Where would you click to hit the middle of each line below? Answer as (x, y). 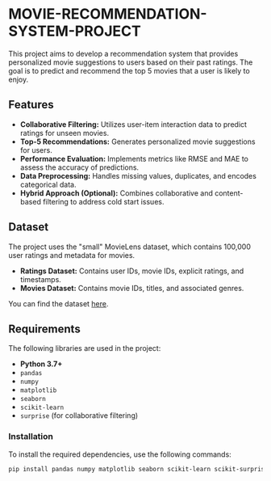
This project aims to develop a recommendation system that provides (123, 53)
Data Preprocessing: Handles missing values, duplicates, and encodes (138, 175)
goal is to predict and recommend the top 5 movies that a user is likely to (129, 70)
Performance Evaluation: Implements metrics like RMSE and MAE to (134, 158)
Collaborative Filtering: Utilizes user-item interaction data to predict (133, 124)
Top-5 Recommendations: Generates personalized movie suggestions (138, 141)
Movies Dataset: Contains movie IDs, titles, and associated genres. (132, 288)
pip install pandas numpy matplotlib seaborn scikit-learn (110, 469)
